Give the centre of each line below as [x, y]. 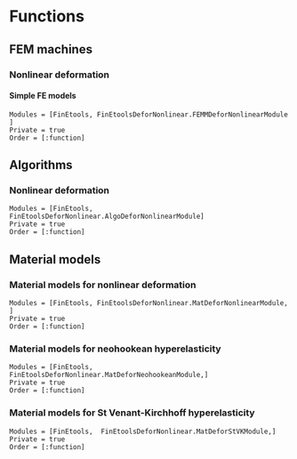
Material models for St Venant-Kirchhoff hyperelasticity [132, 413]
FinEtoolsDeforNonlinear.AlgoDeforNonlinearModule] [107, 217]
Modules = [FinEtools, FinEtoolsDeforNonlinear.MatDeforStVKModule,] [143, 431]
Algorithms [41, 165]
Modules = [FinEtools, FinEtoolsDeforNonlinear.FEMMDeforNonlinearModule [149, 114]
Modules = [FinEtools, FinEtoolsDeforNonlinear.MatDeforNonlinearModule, [149, 303]
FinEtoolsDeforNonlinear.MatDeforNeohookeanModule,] [109, 375]
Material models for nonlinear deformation [103, 285]
